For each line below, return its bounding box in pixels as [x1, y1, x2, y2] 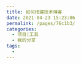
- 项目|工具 [12, 32, 39, 38]
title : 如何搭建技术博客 [6, 9, 63, 15]
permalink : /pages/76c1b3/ [6, 20, 75, 26]
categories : [6, 26, 37, 32]
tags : [6, 43, 20, 49]
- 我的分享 [12, 37, 36, 43]
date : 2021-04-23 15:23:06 [6, 15, 75, 21]
